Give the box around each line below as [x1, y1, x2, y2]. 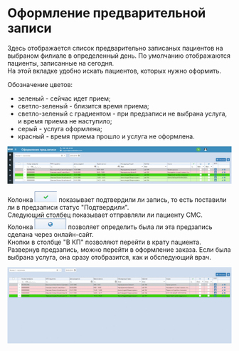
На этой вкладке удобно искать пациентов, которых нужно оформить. [7, 66, 222, 75]
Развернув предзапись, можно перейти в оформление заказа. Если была [7, 245, 231, 254]
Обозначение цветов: [7, 80, 73, 88]
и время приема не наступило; [17, 116, 112, 126]
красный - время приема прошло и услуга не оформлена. [17, 132, 195, 141]
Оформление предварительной [7, 5, 206, 21]
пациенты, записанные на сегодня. [7, 58, 115, 67]
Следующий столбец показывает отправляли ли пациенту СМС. [7, 210, 203, 219]
